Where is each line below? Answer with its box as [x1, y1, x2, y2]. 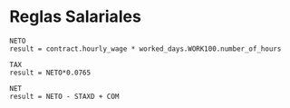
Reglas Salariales [9, 6, 142, 27]
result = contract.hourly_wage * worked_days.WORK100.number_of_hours [9, 44, 282, 54]
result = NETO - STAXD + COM [9, 92, 120, 101]
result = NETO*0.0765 [9, 68, 92, 77]
